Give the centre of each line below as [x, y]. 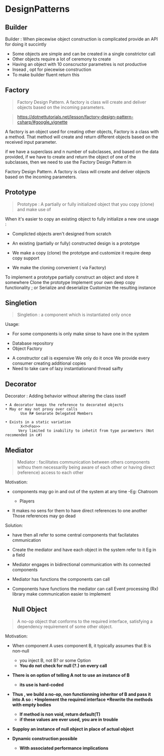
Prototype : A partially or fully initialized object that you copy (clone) [86, 204]
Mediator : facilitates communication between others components [83, 462]
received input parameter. [31, 142]
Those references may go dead [44, 516]
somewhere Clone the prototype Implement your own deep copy [70, 282]
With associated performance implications [64, 748]
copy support [26, 258]
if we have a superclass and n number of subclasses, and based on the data [82, 152]
